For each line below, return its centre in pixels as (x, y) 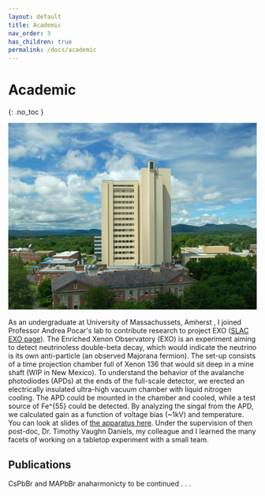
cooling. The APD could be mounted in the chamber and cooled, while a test (132, 398)
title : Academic (35, 25)
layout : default (35, 17)
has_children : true (40, 42)
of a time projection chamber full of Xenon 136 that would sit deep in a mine (131, 364)
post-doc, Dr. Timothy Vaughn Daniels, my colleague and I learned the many (132, 431)
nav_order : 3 (30, 33)
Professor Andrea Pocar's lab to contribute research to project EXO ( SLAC (129, 331)
